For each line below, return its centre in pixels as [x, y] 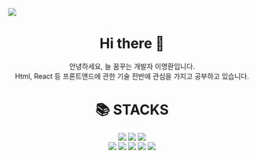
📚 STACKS [132, 110]
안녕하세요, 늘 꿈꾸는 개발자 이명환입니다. [132, 66]
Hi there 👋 [132, 44]
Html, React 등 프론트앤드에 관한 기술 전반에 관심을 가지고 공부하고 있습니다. [132, 76]
